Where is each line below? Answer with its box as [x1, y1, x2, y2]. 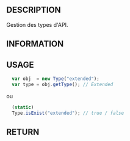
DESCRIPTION [6, 5, 61, 15]
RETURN [6, 126, 40, 137]
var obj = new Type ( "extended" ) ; [12, 76, 99, 82]
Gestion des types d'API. [6, 21, 68, 28]
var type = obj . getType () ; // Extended [12, 81, 114, 87]
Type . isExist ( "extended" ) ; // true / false [12, 110, 124, 116]
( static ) [12, 104, 34, 110]
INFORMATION [6, 39, 64, 49]
